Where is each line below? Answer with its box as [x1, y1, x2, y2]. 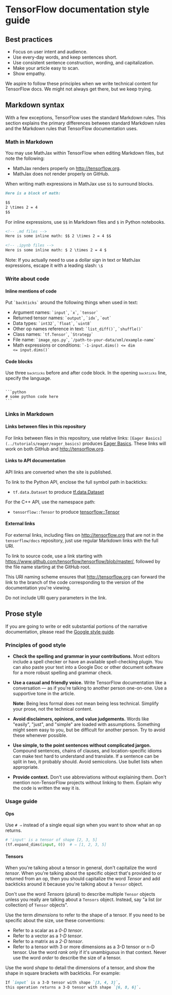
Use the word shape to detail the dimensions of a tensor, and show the [5, 965, 155, 971]
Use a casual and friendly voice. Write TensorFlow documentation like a [12, 680, 167, 686]
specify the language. [5, 375, 51, 382]
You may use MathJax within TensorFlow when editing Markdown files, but [5, 150, 164, 156]
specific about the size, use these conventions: [5, 917, 105, 924]
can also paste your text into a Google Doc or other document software [12, 664, 164, 671]
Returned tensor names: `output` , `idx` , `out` [12, 315, 112, 321]
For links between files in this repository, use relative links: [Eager [5, 435, 144, 441]
